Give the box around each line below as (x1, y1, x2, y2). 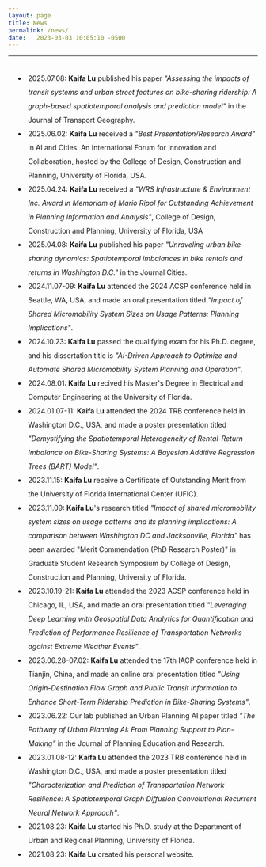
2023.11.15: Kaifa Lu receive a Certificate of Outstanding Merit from (28, 476, 247, 485)
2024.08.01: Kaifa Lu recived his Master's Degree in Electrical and (28, 378, 244, 388)
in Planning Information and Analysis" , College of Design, (28, 212, 216, 222)
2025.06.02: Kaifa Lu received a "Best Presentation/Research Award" (28, 129, 256, 139)
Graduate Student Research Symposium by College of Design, (28, 559, 231, 568)
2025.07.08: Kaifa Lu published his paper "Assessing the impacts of (28, 74, 249, 83)
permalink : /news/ (8, 26, 69, 34)
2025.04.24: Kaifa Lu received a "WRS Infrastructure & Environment (28, 184, 251, 194)
